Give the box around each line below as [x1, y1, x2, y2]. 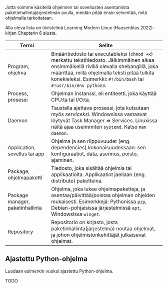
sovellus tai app [7, 150, 44, 157]
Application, [7, 144, 36, 151]
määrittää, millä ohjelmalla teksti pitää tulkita [51, 69, 155, 76]
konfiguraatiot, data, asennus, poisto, [51, 150, 138, 157]
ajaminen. [51, 157, 74, 163]
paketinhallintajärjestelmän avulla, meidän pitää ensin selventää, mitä [5, 10, 147, 16]
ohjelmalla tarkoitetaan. [5, 15, 53, 21]
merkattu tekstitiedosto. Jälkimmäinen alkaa [51, 57, 154, 63]
